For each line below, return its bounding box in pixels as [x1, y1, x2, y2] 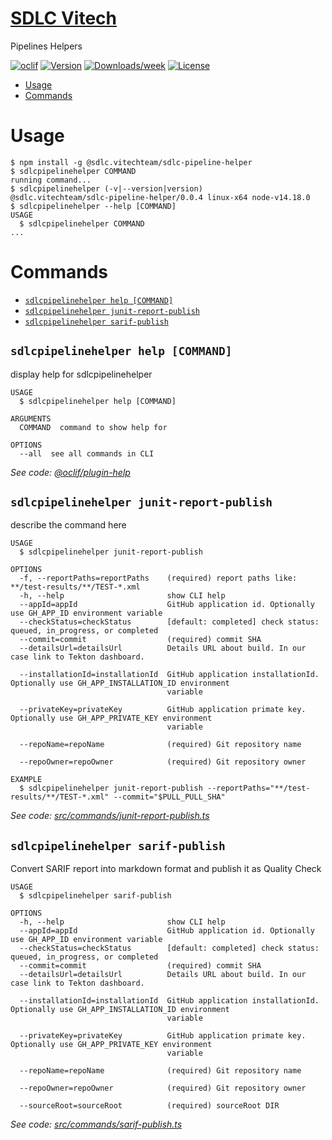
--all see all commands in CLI [19, 448, 155, 459]
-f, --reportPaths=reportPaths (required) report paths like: [19, 573, 298, 584]
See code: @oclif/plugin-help [10, 466, 131, 478]
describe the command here [10, 519, 127, 531]
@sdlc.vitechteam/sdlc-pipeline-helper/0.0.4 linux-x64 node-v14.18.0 [10, 192, 311, 202]
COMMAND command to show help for [19, 422, 168, 432]
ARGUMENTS [10, 413, 52, 424]
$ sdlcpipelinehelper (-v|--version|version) [10, 183, 203, 194]
